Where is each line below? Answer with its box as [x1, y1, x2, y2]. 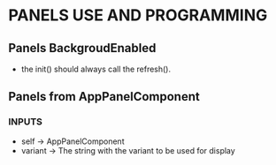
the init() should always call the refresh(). [20, 64, 172, 74]
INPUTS [8, 116, 43, 128]
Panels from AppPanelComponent [8, 89, 200, 104]
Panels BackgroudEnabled [8, 41, 157, 56]
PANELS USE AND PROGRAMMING [8, 5, 268, 26]
